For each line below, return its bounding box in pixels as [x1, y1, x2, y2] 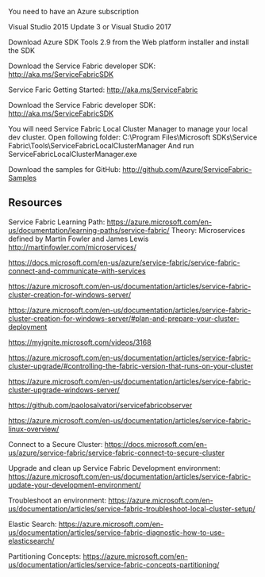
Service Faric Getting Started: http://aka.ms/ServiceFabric [8, 85, 198, 94]
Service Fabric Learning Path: [8, 217, 106, 227]
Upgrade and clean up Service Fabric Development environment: [8, 463, 221, 472]
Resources [8, 196, 63, 209]
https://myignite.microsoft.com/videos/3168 [8, 337, 152, 347]
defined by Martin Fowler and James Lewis [8, 234, 149, 243]
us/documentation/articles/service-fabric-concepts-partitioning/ [8, 560, 220, 569]
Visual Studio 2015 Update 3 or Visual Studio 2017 [8, 22, 172, 31]
